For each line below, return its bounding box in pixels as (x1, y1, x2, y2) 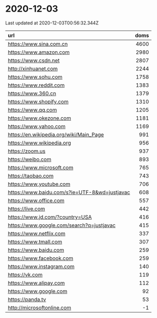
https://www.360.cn (8, 90, 56, 97)
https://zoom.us (8, 148, 46, 155)
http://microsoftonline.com (8, 304, 72, 311)
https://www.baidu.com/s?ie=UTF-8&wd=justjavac (8, 189, 131, 196)
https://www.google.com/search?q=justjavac (8, 222, 116, 229)
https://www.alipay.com (8, 279, 65, 287)
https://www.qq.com (8, 106, 57, 113)
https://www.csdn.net (8, 57, 60, 64)
